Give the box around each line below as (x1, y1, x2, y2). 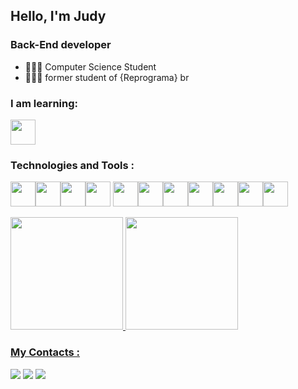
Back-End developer (10, 38, 112, 52)
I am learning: (10, 96, 78, 110)
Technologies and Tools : (10, 158, 135, 172)
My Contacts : (10, 345, 81, 359)
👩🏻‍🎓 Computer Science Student (24, 60, 157, 73)
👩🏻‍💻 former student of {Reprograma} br (24, 71, 190, 83)
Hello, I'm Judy (10, 8, 107, 25)
